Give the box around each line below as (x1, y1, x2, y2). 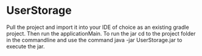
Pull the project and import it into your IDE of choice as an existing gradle (6, 23, 190, 31)
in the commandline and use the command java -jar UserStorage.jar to (6, 36, 183, 43)
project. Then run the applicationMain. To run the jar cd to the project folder (6, 30, 196, 37)
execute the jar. (6, 43, 45, 50)
